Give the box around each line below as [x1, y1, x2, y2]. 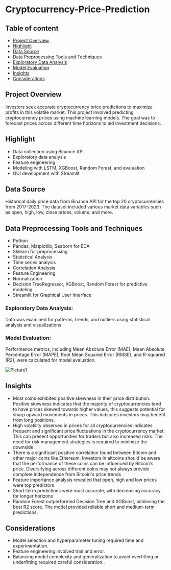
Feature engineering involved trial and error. [12, 548, 106, 555]
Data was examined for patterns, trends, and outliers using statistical [5, 316, 150, 322]
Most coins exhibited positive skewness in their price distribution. [12, 395, 151, 401]
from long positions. [12, 417, 55, 423]
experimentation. [12, 543, 48, 549]
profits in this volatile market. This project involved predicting [5, 109, 134, 115]
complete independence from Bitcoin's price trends [12, 471, 121, 477]
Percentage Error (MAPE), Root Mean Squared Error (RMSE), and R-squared [5, 351, 165, 358]
